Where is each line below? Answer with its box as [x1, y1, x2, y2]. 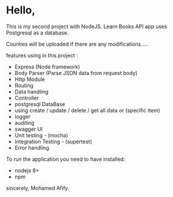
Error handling [14, 144, 49, 151]
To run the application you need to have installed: [6, 155, 125, 162]
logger [14, 113, 31, 120]
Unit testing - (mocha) [14, 131, 69, 138]
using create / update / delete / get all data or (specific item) [14, 107, 160, 114]
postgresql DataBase [14, 100, 66, 107]
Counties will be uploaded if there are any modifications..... [6, 40, 148, 47]
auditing [14, 119, 35, 126]
